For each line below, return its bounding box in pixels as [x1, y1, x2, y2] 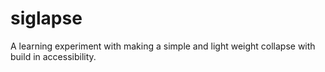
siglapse [10, 7, 83, 30]
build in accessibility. [10, 50, 97, 62]
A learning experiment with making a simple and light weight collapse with [10, 40, 316, 52]
